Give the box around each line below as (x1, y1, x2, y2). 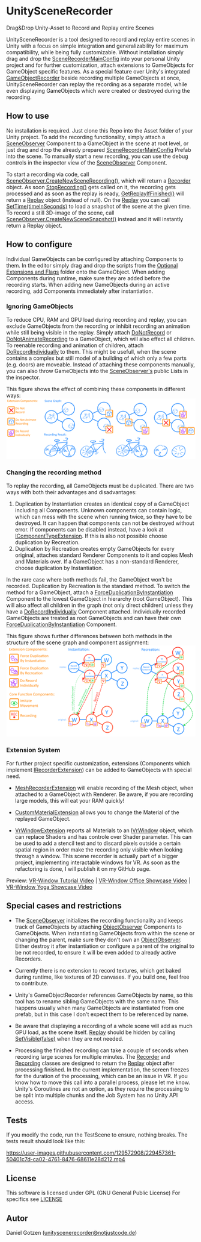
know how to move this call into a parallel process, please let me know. (14, 1079, 190, 1086)
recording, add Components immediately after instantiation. (6, 287, 154, 295)
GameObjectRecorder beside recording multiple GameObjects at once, (6, 74, 181, 81)
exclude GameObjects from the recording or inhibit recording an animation (6, 322, 190, 330)
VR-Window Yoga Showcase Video (6, 883, 93, 890)
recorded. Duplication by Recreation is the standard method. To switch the (6, 582, 190, 589)
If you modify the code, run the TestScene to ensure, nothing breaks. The (6, 1131, 188, 1138)
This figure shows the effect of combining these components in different (6, 385, 185, 392)
